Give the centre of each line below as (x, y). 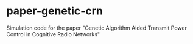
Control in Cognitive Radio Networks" (53, 34)
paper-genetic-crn (55, 11)
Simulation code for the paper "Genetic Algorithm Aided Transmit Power (97, 28)
